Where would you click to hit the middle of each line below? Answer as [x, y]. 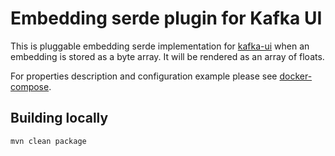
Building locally [59, 118]
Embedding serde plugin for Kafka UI [166, 18]
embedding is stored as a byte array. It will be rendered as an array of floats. [167, 56]
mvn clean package [48, 141]
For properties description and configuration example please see [144, 76]
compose [30, 86]
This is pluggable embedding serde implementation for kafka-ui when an [160, 46]
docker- [296, 76]
